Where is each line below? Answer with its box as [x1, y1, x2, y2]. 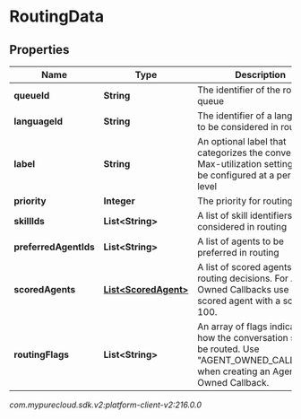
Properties [9, 42, 70, 57]
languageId [13, 115, 64, 127]
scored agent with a [196, 294, 281, 307]
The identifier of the [196, 83, 280, 96]
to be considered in [196, 121, 279, 133]
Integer [103, 195, 136, 207]
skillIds [13, 215, 45, 227]
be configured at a [196, 169, 275, 181]
